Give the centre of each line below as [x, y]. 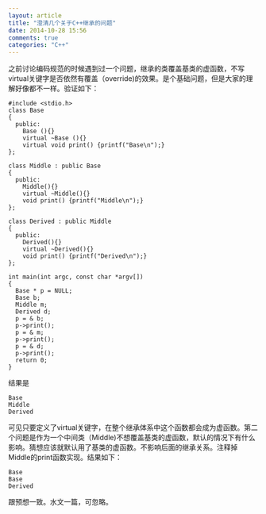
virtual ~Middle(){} [56, 194]
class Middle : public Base [55, 166]
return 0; [31, 361]
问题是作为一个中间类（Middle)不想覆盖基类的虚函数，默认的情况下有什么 [135, 438]
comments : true [33, 38]
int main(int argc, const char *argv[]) [76, 277]
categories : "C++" [39, 45]
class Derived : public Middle [60, 222]
